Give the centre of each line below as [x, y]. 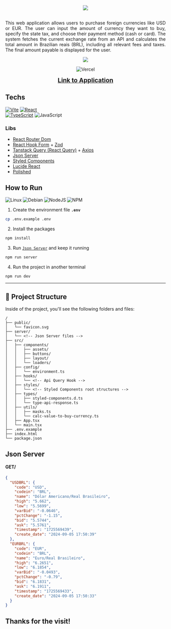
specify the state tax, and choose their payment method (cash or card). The [85, 34]
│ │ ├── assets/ [27, 350]
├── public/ [18, 323]
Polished [22, 172]
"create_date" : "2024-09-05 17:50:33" [55, 596]
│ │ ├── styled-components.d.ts [44, 399]
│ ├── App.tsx [22, 421]
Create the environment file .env [46, 209]
